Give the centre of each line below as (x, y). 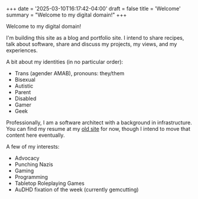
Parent (23, 92)
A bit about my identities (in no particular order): (65, 62)
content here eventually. (35, 135)
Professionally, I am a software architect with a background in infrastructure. (99, 123)
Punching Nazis (34, 164)
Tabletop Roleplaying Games (49, 183)
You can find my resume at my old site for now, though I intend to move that (98, 129)
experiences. (22, 50)
